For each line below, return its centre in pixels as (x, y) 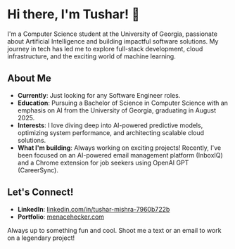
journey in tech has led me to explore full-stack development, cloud (105, 49)
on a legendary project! (41, 238)
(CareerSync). (38, 170)
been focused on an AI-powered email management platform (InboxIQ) (120, 155)
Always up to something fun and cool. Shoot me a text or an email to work (114, 230)
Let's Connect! (40, 192)
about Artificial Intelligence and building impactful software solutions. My (113, 41)
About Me (29, 78)
